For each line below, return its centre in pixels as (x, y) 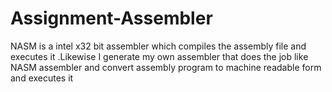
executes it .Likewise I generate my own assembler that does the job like (159, 56)
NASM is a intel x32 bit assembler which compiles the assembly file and (158, 46)
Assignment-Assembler (111, 18)
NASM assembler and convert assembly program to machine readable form (166, 67)
